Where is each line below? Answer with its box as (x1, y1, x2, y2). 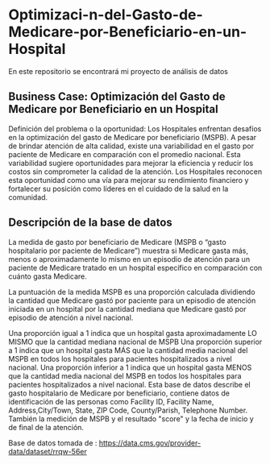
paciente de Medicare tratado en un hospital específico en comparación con (8, 263, 263, 272)
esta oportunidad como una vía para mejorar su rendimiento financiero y (8, 175, 249, 184)
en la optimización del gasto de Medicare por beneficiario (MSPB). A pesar (8, 132, 257, 142)
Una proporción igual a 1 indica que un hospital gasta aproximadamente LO (8, 328, 258, 338)
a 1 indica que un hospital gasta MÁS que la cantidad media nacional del (8, 345, 248, 355)
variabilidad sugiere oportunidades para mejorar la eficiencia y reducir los (8, 158, 254, 168)
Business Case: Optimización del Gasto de (8, 90, 226, 104)
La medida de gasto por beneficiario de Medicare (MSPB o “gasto (8, 237, 227, 246)
